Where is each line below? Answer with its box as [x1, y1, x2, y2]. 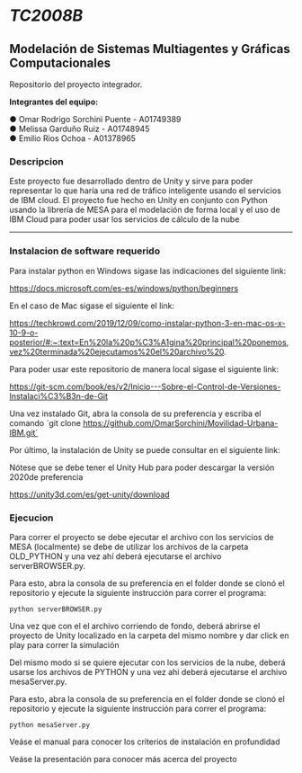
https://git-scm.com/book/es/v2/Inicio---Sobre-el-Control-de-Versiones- [9, 381, 281, 392]
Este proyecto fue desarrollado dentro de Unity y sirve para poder [9, 176, 253, 187]
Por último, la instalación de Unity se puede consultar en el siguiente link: [9, 444, 280, 455]
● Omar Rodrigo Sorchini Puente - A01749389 [9, 114, 182, 124]
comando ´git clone [9, 417, 81, 428]
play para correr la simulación [9, 639, 120, 650]
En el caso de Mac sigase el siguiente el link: [9, 300, 175, 311]
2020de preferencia [9, 471, 84, 482]
